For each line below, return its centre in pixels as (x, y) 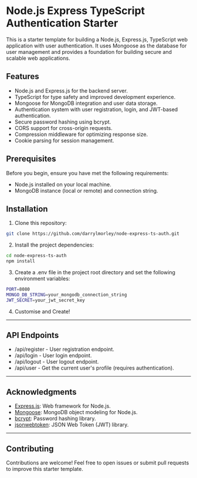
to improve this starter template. (45, 469)
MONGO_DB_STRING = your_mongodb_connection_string (67, 295)
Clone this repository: (40, 223)
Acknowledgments (42, 392)
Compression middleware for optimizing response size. (81, 134)
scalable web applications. (38, 58)
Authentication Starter (62, 23)
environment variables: (42, 279)
